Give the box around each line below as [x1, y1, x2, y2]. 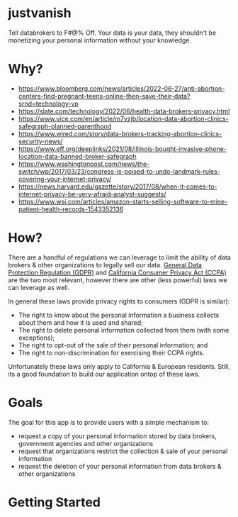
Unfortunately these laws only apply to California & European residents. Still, [8, 362, 231, 370]
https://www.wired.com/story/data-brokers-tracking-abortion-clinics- [18, 129, 222, 138]
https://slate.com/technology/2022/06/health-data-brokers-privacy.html [18, 106, 230, 115]
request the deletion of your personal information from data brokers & [18, 462, 222, 470]
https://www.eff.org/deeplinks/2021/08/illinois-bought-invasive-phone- [18, 144, 227, 153]
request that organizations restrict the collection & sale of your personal [18, 447, 228, 455]
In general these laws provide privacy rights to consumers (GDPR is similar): [8, 296, 230, 306]
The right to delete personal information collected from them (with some [18, 326, 229, 334]
